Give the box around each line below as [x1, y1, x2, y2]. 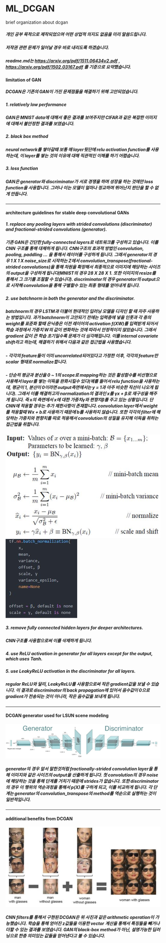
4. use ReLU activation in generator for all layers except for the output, [5, 650, 153, 656]
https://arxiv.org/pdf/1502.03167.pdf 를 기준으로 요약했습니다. [5, 64, 132, 70]
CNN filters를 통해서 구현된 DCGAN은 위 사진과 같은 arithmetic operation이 [5, 914, 154, 920]
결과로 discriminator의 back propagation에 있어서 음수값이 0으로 [21, 687, 150, 693]
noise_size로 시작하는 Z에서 [25, 258, 80, 264]
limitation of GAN [5, 77, 41, 83]
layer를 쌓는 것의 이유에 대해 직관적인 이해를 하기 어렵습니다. [25, 152, 140, 158]
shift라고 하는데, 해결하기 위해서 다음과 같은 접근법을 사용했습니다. [5, 339, 132, 345]
